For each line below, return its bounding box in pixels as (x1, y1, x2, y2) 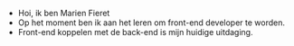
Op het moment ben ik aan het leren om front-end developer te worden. (17, 17, 285, 28)
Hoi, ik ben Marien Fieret (17, 8, 110, 18)
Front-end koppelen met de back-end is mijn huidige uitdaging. (17, 27, 253, 37)
